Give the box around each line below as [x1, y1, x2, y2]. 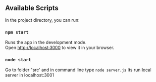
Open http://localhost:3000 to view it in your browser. [5, 44, 115, 51]
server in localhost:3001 [5, 72, 54, 78]
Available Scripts [5, 4, 58, 12]
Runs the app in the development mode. [5, 40, 87, 45]
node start [5, 57, 31, 63]
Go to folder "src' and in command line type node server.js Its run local [5, 67, 152, 73]
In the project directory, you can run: [5, 17, 80, 23]
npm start [5, 29, 29, 35]
